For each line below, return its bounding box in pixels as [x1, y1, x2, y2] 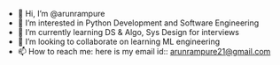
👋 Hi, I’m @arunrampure [17, 9, 105, 18]
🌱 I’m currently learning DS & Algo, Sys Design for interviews [17, 27, 239, 37]
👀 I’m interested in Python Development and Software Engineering [17, 18, 260, 28]
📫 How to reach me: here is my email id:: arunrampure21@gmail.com [17, 47, 271, 56]
